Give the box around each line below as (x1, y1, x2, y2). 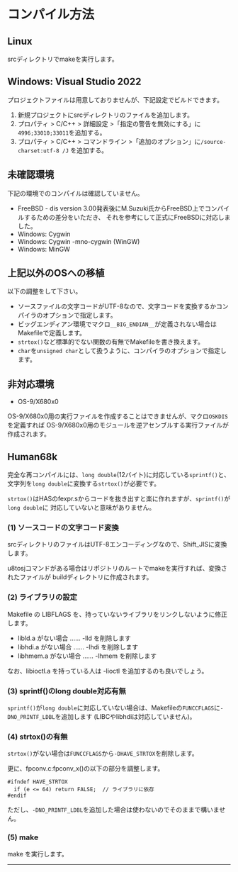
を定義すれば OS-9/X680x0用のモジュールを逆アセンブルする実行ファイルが (7, 421, 229, 430)
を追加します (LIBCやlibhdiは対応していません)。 (55, 712, 196, 720)
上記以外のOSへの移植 (7, 267, 105, 279)
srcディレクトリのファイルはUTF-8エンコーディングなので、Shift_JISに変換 (7, 540, 227, 549)
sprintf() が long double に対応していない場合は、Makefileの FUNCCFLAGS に (7, 703, 221, 712)
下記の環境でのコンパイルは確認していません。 (7, 189, 144, 197)
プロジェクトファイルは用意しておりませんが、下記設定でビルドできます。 (7, 95, 224, 104)
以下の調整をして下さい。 (7, 287, 82, 296)
